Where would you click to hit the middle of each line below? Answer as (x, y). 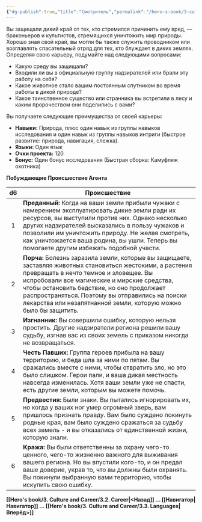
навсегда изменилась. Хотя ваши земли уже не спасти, (105, 382)
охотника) (28, 166)
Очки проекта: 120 (39, 153)
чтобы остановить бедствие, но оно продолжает (94, 287)
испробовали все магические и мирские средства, (98, 280)
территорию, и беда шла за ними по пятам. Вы (91, 360)
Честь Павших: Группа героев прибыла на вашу (94, 352)
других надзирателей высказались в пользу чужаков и (104, 225)
